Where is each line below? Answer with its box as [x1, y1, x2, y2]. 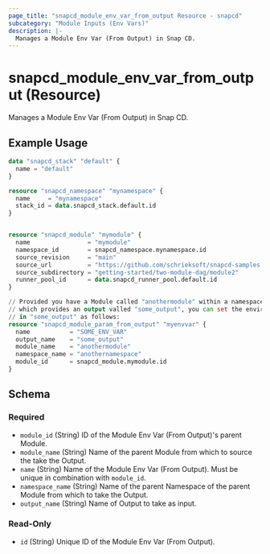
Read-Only [8, 519, 52, 530]
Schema [8, 387, 51, 401]
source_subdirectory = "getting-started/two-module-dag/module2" [15, 268, 239, 276]
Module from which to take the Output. [19, 490, 149, 499]
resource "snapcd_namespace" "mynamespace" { [8, 187, 163, 195]
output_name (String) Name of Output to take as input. [19, 498, 197, 508]
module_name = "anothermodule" [15, 343, 131, 351]
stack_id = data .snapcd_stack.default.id [15, 202, 157, 210]
